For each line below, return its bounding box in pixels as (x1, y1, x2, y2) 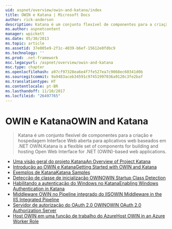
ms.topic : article (5, 41, 45, 46)
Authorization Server (12, 207, 57, 214)
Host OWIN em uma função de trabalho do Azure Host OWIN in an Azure (12, 213, 165, 219)
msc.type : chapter (5, 65, 45, 70)
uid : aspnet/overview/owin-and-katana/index (5, 7, 102, 13)
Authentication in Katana (12, 185, 65, 192)
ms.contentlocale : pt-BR (5, 84, 58, 89)
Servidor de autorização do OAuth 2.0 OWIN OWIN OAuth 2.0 (12, 202, 142, 208)
